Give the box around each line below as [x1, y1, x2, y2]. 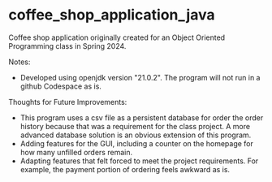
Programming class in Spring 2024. [8, 41, 127, 50]
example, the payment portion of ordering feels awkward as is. [19, 164, 230, 174]
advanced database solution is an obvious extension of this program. [19, 130, 252, 140]
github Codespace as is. [19, 81, 101, 91]
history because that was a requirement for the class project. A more [19, 121, 250, 131]
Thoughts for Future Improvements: [8, 97, 127, 106]
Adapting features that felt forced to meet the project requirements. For [19, 156, 259, 166]
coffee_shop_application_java [8, 6, 215, 24]
